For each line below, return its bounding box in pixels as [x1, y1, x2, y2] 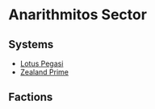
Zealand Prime [19, 67, 69, 77]
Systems [8, 38, 54, 51]
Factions [8, 91, 53, 104]
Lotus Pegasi [19, 59, 64, 68]
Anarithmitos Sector [8, 6, 148, 24]
